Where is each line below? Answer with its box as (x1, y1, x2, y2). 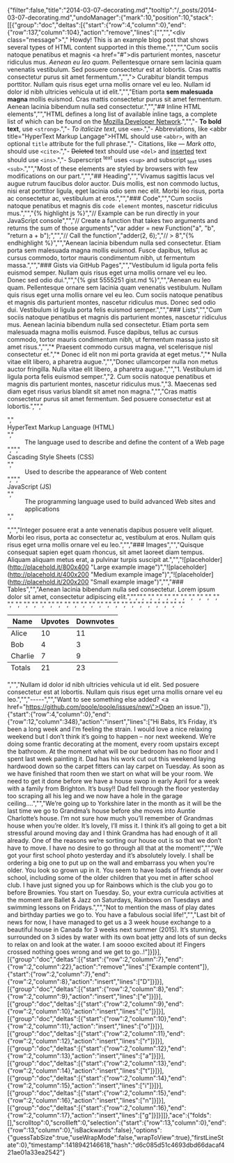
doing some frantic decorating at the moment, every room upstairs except (7, 740, 219, 749)
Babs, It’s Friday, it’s (160, 718, 217, 726)
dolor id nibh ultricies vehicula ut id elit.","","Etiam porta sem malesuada (7, 87, 214, 96)
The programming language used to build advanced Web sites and (24, 498, 216, 506)
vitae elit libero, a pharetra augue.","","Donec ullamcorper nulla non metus (7, 358, 218, 366)
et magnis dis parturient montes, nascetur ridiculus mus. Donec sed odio (7, 298, 216, 307)
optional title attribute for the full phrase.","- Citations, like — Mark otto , (7, 140, 217, 147)
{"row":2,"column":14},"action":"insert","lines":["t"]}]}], (7, 1067, 164, 1075)
